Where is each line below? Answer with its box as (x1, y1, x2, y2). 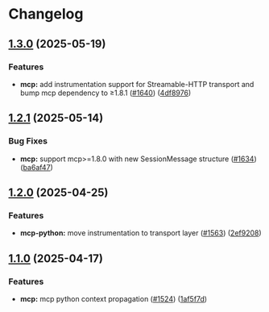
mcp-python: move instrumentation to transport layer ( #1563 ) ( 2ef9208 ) (19, 228, 262, 238)
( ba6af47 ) (19, 162, 54, 172)
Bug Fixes (8, 135, 48, 147)
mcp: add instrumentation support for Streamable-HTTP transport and (19, 79, 255, 89)
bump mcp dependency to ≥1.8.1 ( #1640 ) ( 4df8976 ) (19, 88, 192, 98)
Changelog (8, 5, 84, 23)
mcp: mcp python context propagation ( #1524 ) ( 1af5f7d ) (19, 293, 208, 303)
